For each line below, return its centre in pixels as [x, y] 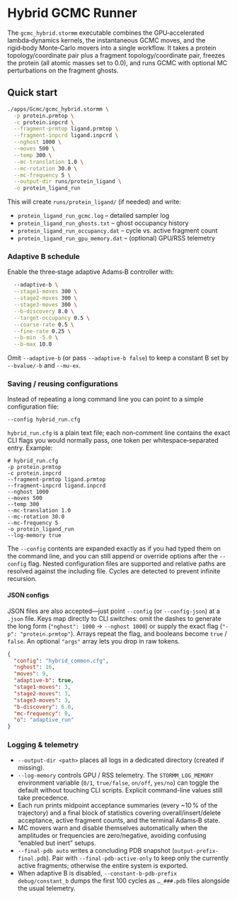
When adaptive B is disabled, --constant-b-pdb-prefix [97, 873]
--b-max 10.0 [33, 344]
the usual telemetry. [46, 888]
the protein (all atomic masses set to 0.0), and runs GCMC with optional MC [117, 62]
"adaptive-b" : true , [44, 680]
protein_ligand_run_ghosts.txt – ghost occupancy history [103, 223]
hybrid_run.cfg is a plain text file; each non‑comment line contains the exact [119, 433]
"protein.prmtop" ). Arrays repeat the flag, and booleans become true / [124, 634]
